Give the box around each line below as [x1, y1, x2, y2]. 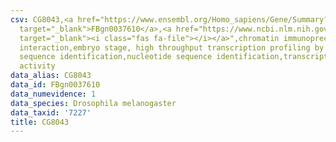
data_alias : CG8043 [10, 71, 92, 81]
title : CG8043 [10, 117, 70, 127]
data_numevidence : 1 [10, 89, 97, 99]
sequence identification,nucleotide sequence [19, 52, 213, 62]
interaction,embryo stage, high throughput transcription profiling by [19, 42, 325, 53]
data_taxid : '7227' [10, 107, 92, 118]
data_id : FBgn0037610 [10, 80, 101, 90]
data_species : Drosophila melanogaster [10, 98, 177, 108]
